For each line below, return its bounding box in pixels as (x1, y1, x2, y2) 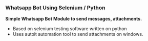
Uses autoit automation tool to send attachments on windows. (12, 31, 143, 37)
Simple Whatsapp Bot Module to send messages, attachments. (5, 16, 142, 22)
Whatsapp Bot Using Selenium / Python (5, 4, 106, 11)
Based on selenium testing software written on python (12, 26, 127, 32)
